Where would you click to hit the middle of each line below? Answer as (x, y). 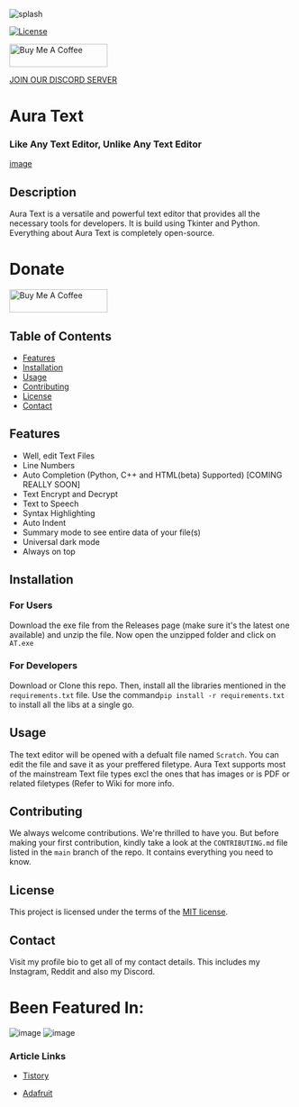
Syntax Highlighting (59, 513)
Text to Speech (50, 504)
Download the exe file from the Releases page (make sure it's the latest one (149, 625)
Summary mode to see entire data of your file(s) (111, 532)
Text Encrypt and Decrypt (70, 494)
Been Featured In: (77, 1008)
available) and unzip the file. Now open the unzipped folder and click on (143, 634)
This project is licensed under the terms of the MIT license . (118, 912)
